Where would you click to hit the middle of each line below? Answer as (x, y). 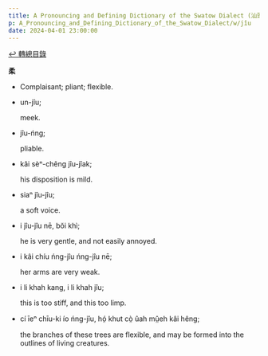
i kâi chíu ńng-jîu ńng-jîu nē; (66, 256)
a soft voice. (40, 210)
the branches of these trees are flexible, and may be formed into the (132, 334)
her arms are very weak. (60, 272)
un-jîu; (31, 102)
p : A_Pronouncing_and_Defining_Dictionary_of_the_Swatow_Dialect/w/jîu (130, 23)
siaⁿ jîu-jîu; (37, 195)
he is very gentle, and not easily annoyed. (88, 241)
